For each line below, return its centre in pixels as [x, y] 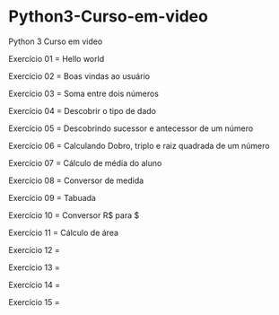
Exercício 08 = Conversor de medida [76, 180]
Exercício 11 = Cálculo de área [63, 232]
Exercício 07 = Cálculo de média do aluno [85, 162]
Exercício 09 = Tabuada [52, 197]
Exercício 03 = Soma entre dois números [83, 93]
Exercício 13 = [34, 267]
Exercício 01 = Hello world [57, 58]
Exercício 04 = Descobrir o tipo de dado [82, 110]
